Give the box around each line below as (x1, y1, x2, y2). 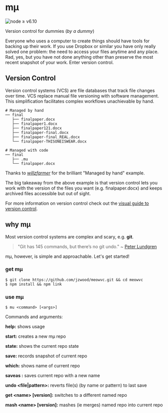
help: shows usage (5, 324, 45, 330)
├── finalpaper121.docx (12, 125, 62, 130)
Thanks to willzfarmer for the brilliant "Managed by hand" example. (5, 170, 145, 176)
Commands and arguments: (5, 314, 63, 320)
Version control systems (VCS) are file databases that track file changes (5, 87, 155, 94)
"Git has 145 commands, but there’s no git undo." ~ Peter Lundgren (17, 243, 157, 249)
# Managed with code (5, 148, 49, 153)
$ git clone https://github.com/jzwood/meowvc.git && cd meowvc (5, 277, 143, 282)
